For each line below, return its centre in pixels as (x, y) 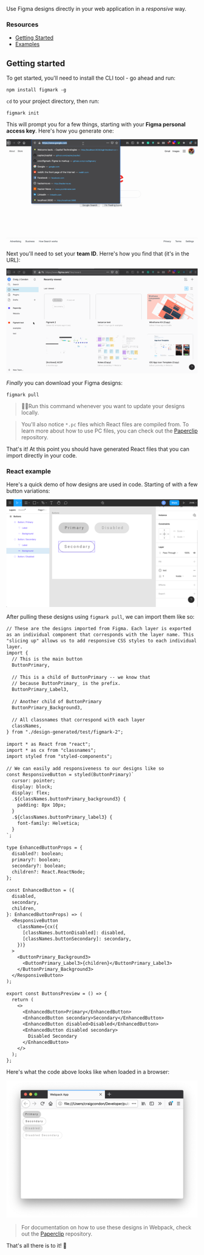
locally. (30, 412)
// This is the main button (47, 659)
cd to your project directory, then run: (53, 101)
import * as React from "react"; (49, 744)
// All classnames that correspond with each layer (79, 720)
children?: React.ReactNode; (49, 872)
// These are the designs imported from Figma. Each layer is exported (99, 628)
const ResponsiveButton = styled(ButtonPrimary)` (70, 774)
